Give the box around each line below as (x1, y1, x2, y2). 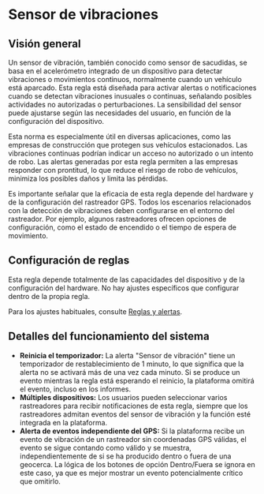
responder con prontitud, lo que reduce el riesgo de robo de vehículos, (8, 166, 239, 174)
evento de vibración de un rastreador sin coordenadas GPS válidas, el (19, 434, 247, 443)
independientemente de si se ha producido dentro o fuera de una (19, 451, 232, 461)
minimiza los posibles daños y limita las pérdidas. (8, 174, 169, 183)
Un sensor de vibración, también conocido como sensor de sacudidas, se (8, 58, 247, 67)
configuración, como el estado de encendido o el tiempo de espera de (8, 223, 236, 232)
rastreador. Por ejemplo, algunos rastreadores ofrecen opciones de (8, 215, 227, 223)
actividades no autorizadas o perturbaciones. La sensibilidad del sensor (8, 100, 242, 109)
